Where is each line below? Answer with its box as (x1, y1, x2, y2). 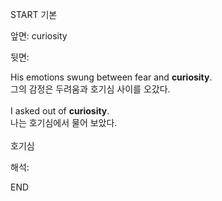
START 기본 (10, 9, 58, 20)
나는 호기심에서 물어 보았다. (10, 117, 118, 128)
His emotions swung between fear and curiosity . (10, 71, 213, 83)
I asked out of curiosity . (10, 105, 110, 117)
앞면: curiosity (10, 30, 68, 42)
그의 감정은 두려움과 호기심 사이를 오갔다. (10, 83, 171, 95)
